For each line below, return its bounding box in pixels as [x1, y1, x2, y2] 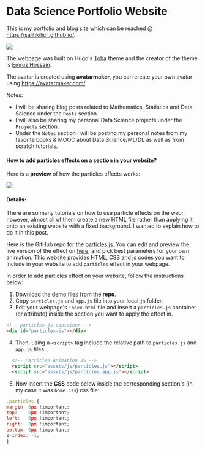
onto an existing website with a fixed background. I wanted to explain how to [6, 222, 199, 230]
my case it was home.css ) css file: [15, 386, 100, 394]
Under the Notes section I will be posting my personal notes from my [15, 129, 188, 136]
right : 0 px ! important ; [6, 421, 70, 427]
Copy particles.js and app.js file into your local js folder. [15, 297, 163, 305]
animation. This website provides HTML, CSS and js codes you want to [6, 254, 185, 262]
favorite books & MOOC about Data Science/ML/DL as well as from [15, 136, 185, 143]
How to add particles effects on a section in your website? [6, 157, 157, 164]
